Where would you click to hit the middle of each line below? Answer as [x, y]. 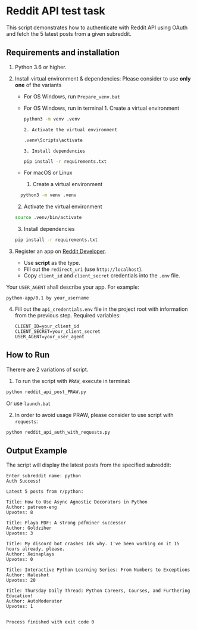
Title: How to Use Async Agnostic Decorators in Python [77, 502]
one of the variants [38, 85]
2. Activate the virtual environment [71, 129]
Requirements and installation [63, 53]
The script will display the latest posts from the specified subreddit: [89, 465]
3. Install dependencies [54, 151]
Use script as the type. [52, 263]
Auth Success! [24, 481]
